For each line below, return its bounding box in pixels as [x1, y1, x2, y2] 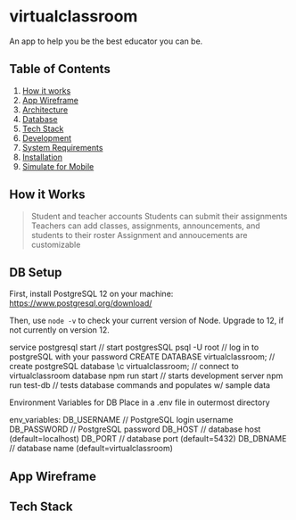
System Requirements [21, 142, 103, 153]
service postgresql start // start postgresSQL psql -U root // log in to [9, 342, 259, 353]
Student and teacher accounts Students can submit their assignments [30, 210, 288, 221]
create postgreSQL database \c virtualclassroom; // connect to [9, 361, 239, 372]
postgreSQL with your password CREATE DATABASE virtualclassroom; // [9, 351, 275, 362]
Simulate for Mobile [21, 161, 95, 171]
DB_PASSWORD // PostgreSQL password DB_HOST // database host [9, 424, 261, 434]
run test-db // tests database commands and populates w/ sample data [9, 380, 270, 391]
